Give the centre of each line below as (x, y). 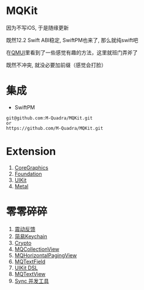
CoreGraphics (31, 167)
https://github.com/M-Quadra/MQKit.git (55, 128)
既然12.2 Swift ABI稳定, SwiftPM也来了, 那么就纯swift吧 (72, 40)
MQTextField (30, 261)
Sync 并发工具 (32, 281)
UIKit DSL (26, 268)
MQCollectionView (37, 249)
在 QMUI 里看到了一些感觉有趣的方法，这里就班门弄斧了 (72, 52)
